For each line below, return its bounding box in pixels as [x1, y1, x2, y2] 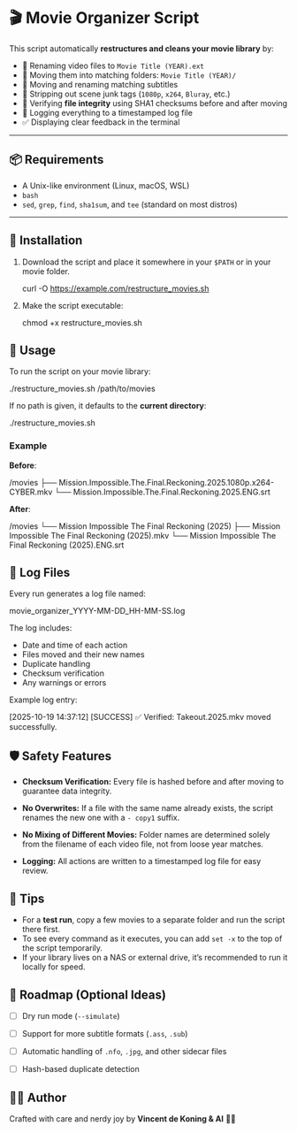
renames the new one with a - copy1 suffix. [21, 812, 180, 823]
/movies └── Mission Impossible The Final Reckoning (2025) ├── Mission [9, 520, 281, 532]
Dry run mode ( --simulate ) [21, 1010, 121, 1021]
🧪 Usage [9, 342, 56, 357]
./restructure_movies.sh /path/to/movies [9, 383, 156, 394]
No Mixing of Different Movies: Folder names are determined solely [21, 830, 270, 840]
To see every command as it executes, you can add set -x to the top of [21, 933, 283, 944]
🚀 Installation [9, 233, 83, 249]
